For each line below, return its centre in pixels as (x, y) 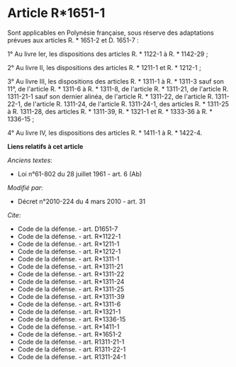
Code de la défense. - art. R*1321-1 (69, 311)
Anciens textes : (30, 160)
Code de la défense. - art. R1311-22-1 (72, 349)
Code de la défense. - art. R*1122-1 (69, 236)
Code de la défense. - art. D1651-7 (68, 229)
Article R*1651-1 (56, 13)
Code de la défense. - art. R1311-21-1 (71, 341)
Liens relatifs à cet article (45, 146)
